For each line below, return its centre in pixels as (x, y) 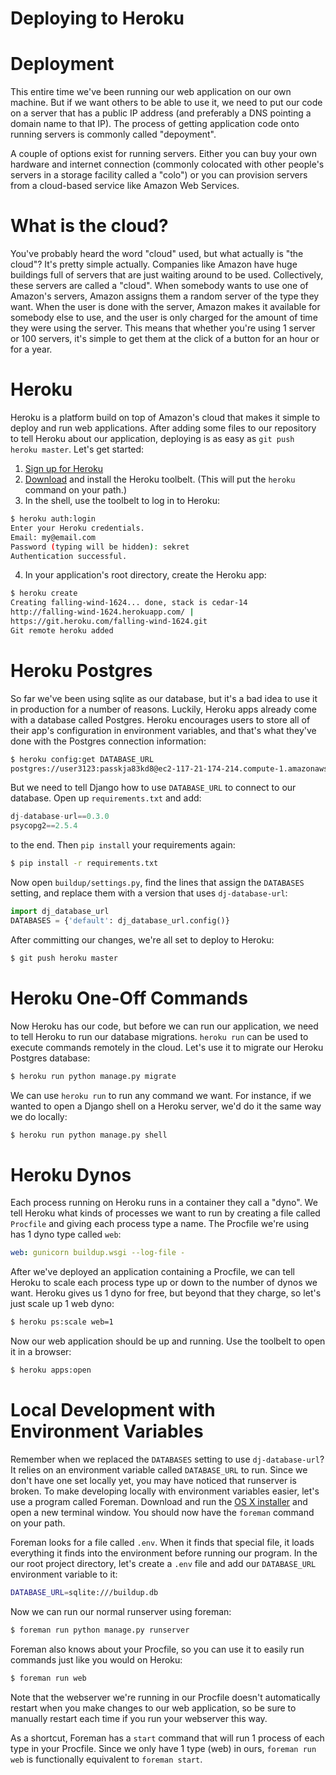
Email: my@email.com (53, 537)
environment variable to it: (64, 1574)
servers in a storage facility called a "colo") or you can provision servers (159, 175)
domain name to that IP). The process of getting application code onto (155, 124)
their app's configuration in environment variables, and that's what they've (163, 730)
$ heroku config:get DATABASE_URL (82, 759)
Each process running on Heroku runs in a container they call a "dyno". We (164, 1203)
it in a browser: (41, 1352)
